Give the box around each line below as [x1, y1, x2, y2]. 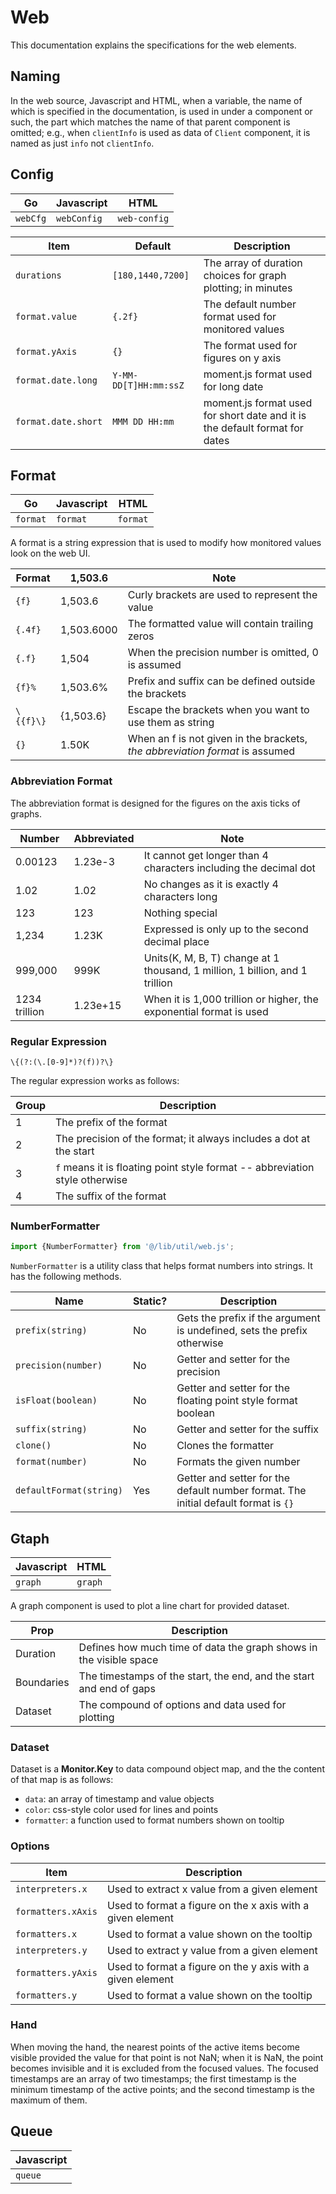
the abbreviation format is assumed [127, 744, 296, 758]
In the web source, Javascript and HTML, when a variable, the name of [10, 94, 303, 106]
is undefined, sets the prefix [176, 1324, 308, 1338]
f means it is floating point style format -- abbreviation [55, 1160, 315, 1174]
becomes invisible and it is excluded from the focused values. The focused [10, 2062, 319, 2074]
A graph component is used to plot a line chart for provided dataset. [10, 1599, 290, 1611]
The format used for [203, 338, 298, 352]
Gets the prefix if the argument [176, 1311, 321, 1325]
